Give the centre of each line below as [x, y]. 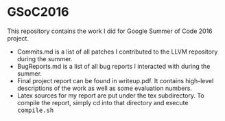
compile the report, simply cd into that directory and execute [103, 102]
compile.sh [35, 110]
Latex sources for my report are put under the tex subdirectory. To [110, 95]
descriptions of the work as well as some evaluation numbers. [104, 88]
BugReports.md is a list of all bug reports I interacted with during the [114, 66]
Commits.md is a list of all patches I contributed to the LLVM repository [117, 52]
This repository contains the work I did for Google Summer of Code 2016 [110, 31]
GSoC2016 [38, 12]
